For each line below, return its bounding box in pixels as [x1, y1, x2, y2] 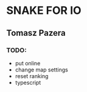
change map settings [15, 66, 68, 73]
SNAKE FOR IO [6, 4, 82, 18]
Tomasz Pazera [6, 28, 66, 38]
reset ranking [15, 72, 49, 79]
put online [15, 59, 41, 67]
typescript [15, 79, 41, 86]
